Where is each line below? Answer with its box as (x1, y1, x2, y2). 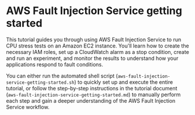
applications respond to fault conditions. (6, 60, 104, 68)
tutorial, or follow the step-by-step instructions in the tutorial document (6, 84, 177, 92)
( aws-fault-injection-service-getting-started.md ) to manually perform (6, 91, 181, 98)
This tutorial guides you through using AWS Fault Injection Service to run (6, 36, 182, 43)
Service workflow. (6, 103, 50, 110)
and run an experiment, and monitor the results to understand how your (6, 55, 179, 62)
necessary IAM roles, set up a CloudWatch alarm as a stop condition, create (6, 48, 189, 55)
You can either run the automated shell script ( (6, 72, 118, 79)
